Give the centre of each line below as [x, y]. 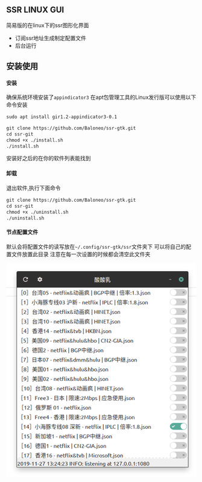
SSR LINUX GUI [35, 10]
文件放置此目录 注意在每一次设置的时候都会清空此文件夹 [81, 254]
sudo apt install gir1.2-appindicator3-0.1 [62, 117]
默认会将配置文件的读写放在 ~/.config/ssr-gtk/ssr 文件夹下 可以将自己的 [96, 246]
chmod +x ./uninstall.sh [37, 212]
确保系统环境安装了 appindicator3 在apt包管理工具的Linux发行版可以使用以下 [101, 97]
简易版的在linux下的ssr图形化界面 [48, 25]
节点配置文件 [22, 232]
